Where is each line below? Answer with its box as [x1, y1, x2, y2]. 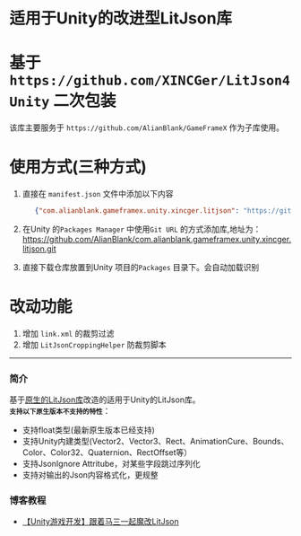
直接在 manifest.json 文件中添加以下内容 [21, 189, 174, 199]
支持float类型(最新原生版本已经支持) [21, 425, 155, 435]
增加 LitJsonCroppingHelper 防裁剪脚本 [21, 338, 168, 350]
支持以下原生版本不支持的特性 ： [9, 406, 111, 417]
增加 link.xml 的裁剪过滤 [21, 328, 115, 338]
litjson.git [21, 243, 56, 254]
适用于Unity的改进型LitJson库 [9, 8, 233, 29]
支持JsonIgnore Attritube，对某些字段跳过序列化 [21, 459, 201, 470]
